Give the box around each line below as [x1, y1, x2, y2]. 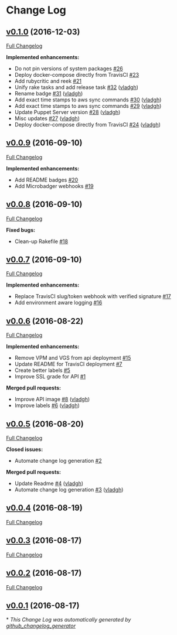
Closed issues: [6, 446, 43, 453]
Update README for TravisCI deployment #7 [14, 361, 122, 368]
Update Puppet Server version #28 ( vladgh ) [14, 109, 121, 115]
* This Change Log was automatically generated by [6, 616, 131, 623]
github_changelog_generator [6, 622, 76, 630]
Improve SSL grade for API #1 [14, 373, 86, 380]
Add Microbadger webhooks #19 [14, 182, 94, 189]
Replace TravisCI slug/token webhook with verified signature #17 [14, 293, 171, 300]
